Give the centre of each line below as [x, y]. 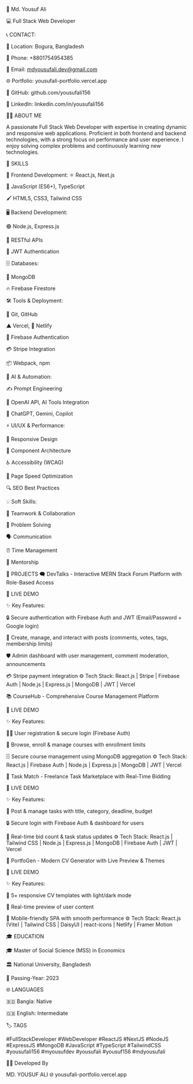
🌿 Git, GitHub [22, 314]
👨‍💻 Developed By [27, 1063]
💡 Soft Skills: [22, 502]
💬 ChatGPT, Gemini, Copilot [40, 413]
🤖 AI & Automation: [29, 377]
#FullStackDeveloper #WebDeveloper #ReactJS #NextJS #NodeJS [88, 1039]
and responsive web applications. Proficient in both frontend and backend [96, 133]
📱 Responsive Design [32, 439]
